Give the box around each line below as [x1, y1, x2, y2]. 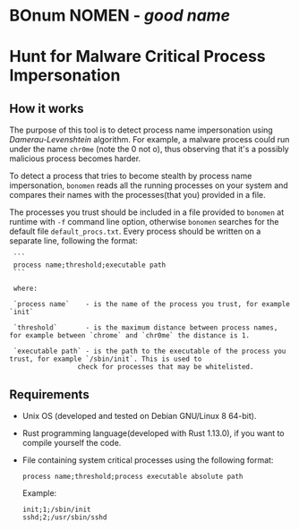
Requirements [9, 387, 90, 402]
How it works [9, 100, 84, 116]
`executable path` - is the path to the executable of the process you [13, 346, 286, 356]
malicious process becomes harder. [9, 153, 141, 164]
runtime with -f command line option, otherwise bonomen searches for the [9, 217, 279, 227]
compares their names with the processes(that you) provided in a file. [9, 190, 266, 201]
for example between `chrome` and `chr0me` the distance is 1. [9, 331, 251, 340]
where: [13, 284, 38, 294]
